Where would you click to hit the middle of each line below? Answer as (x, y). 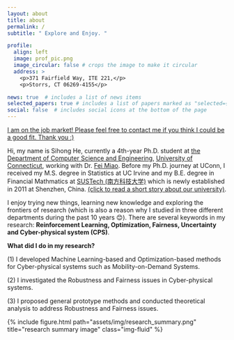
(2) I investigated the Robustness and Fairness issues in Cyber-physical (110, 280)
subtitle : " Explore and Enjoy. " (57, 33)
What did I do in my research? (51, 246)
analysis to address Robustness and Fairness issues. (83, 308)
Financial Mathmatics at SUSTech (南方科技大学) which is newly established (116, 181)
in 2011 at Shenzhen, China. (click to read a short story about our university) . (117, 189)
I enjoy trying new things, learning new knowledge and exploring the (106, 202)
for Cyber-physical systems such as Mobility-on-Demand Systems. (104, 266)
